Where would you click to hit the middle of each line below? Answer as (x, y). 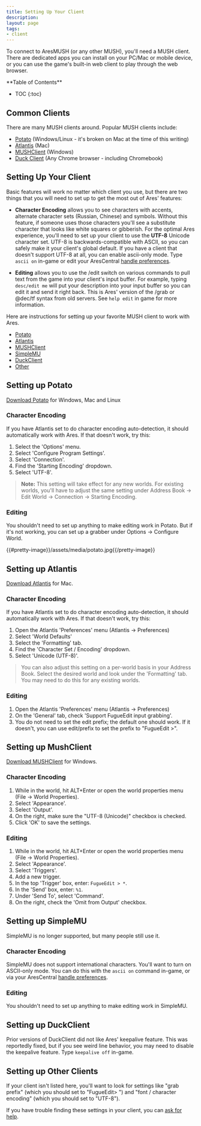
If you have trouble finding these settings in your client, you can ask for (94, 1110)
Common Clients (38, 113)
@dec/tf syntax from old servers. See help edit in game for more (96, 298)
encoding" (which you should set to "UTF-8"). (63, 1098)
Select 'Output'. (34, 809)
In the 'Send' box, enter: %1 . (49, 889)
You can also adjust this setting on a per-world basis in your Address (106, 668)
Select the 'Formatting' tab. (49, 643)
